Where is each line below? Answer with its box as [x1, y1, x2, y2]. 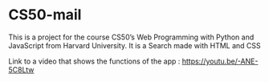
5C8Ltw [8, 64, 35, 74]
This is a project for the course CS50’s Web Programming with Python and [8, 32, 255, 42]
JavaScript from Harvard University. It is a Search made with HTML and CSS [8, 40, 261, 50]
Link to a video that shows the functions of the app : [8, 56, 181, 66]
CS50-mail [8, 6, 82, 24]
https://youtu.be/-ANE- [181, 56, 259, 66]
